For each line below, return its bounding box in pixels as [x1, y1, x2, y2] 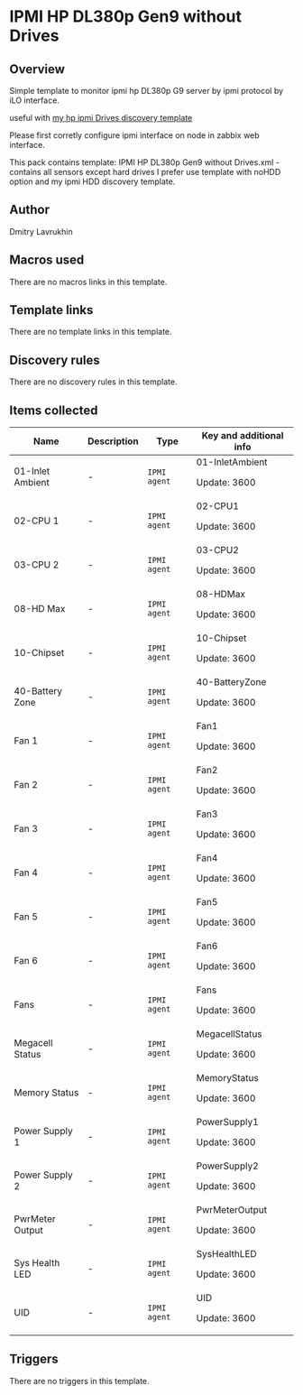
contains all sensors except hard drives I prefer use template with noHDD [9, 167, 281, 177]
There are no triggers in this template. [9, 1375, 151, 1386]
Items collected [9, 402, 98, 418]
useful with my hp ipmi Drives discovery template [9, 113, 193, 123]
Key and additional [201, 430, 284, 442]
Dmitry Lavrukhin [9, 226, 74, 236]
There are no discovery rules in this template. [9, 376, 178, 387]
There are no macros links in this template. [9, 276, 168, 287]
